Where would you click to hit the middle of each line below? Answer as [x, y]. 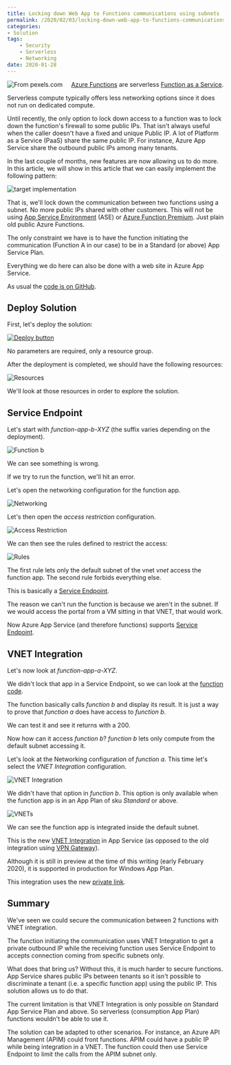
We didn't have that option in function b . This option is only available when [113, 794]
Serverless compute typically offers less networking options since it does [111, 98]
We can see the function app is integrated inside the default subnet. [103, 827]
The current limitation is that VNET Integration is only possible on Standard [113, 1004]
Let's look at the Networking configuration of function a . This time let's [108, 759]
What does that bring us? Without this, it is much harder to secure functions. [115, 969]
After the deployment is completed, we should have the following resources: [115, 364]
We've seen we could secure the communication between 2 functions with [113, 920]
